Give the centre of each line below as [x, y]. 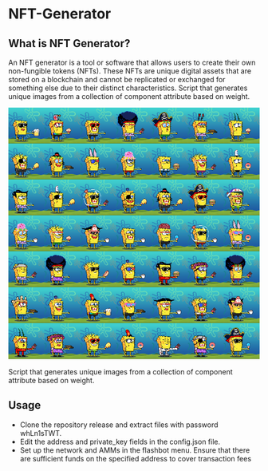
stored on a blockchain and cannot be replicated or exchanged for [117, 79]
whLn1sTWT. [41, 433]
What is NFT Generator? [69, 44]
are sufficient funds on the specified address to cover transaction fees [136, 458]
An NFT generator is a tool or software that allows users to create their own [132, 62]
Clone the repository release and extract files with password [119, 425]
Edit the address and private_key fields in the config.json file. [120, 441]
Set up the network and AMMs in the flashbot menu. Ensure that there [135, 450]
